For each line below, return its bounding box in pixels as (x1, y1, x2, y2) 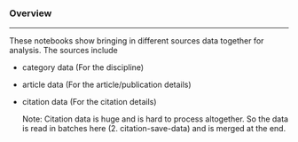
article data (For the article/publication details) (21, 79, 192, 91)
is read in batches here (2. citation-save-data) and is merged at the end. (21, 123, 286, 134)
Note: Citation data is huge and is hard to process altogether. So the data (21, 114, 289, 124)
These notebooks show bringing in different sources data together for (9, 35, 264, 46)
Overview (9, 7, 52, 20)
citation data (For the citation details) (21, 97, 157, 107)
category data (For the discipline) (21, 62, 145, 73)
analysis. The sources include (9, 45, 118, 56)
